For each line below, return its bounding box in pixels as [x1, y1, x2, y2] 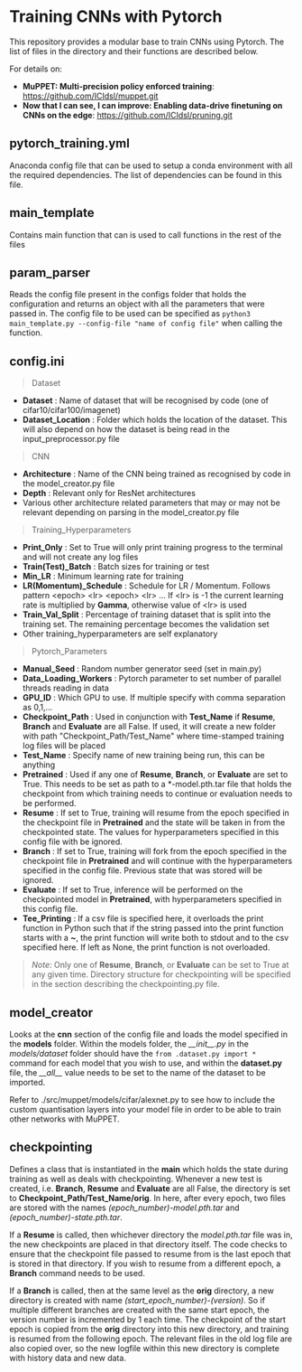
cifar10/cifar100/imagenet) [22, 405, 122, 416]
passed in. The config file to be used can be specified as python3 [9, 308, 251, 319]
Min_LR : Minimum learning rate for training [22, 571, 185, 582]
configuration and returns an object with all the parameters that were [9, 298, 266, 309]
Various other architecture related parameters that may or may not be [22, 497, 281, 508]
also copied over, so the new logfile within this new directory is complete [9, 1342, 279, 1353]
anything [22, 759, 56, 770]
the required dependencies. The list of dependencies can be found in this [9, 169, 282, 180]
